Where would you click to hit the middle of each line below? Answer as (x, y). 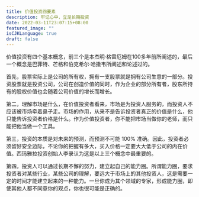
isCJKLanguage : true (32, 34)
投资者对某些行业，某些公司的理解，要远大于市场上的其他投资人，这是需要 (97, 173)
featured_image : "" (30, 28)
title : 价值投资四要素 (31, 12)
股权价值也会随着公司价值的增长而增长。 (66, 91)
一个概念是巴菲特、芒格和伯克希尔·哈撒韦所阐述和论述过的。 (80, 64)
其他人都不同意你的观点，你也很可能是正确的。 (68, 188)
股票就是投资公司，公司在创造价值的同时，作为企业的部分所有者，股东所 (99, 84)
